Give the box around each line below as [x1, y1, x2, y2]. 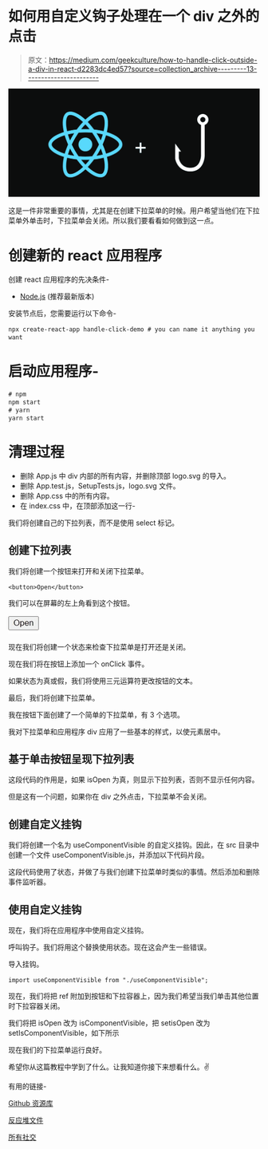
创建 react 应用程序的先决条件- [8, 274, 110, 284]
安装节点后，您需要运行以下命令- [8, 308, 117, 318]
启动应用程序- [8, 362, 100, 381]
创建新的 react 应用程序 [8, 247, 162, 265]
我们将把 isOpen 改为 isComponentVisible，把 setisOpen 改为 [8, 1018, 211, 1028]
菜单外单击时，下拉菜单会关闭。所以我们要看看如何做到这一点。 [8, 215, 218, 225]
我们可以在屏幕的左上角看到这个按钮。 [8, 598, 134, 607]
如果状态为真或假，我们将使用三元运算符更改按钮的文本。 [8, 676, 197, 685]
